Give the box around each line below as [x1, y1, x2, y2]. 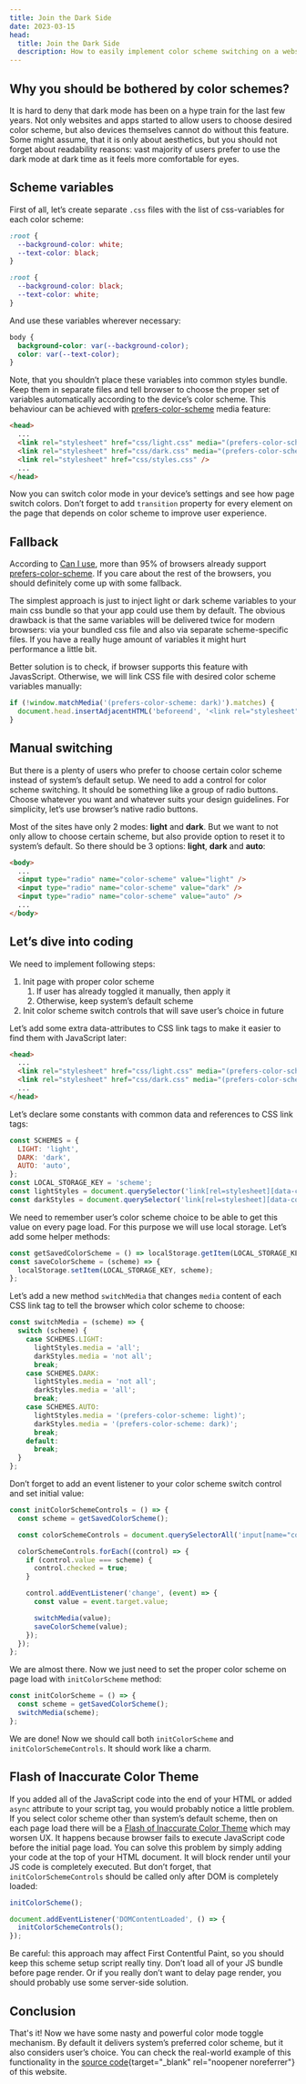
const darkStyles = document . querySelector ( [9, 1195, 181, 1204]
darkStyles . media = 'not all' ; [33, 1352, 153, 1361]
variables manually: [9, 680, 83, 692]
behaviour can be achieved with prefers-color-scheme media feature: [9, 404, 271, 414]
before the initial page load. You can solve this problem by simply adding [9, 1842, 282, 1853]
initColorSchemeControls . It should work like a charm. [9, 1742, 212, 1753]
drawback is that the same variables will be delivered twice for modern [9, 615, 276, 626]
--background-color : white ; [17, 240, 125, 249]
